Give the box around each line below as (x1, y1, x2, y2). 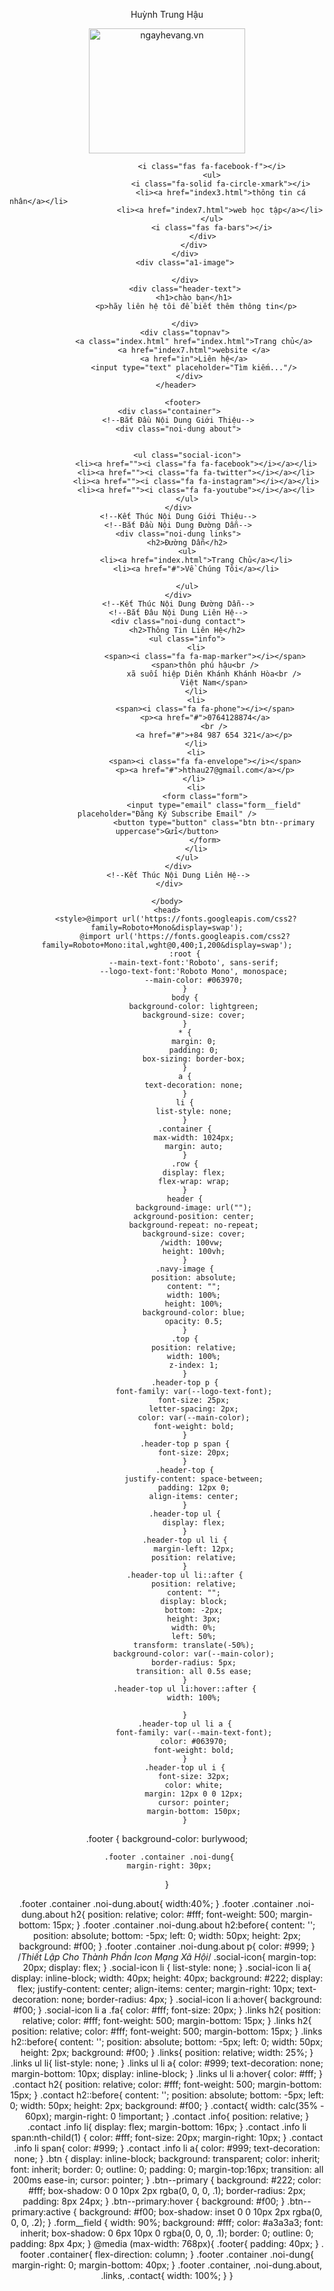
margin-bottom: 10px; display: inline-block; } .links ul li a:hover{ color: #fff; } (11, 2068, 323, 2079)
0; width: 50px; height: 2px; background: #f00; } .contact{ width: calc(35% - (9, 2100, 325, 2111)
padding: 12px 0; (157, 1483, 231, 1493)
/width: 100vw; (160, 1238, 224, 1248)
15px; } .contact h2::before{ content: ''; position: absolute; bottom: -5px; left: (10, 2089, 324, 2101)
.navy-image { (155, 1264, 215, 1274)
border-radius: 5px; (150, 1658, 237, 1668)
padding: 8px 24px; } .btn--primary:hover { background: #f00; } (22, 2195, 286, 2207)
